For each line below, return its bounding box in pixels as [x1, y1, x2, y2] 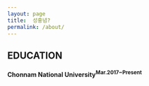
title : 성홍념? [7, 17, 51, 24]
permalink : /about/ [7, 23, 65, 30]
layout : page [7, 10, 46, 18]
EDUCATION [7, 49, 63, 61]
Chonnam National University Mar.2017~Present [7, 69, 143, 79]
